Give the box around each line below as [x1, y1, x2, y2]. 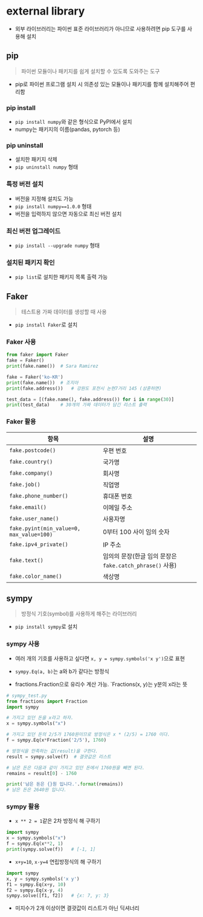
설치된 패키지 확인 [6, 258, 56, 266]
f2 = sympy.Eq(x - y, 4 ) [6, 887, 63, 893]
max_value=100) [9, 531, 53, 538]
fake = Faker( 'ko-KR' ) [6, 374, 63, 380]
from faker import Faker [6, 352, 69, 358]
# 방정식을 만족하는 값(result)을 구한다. [6, 748, 98, 754]
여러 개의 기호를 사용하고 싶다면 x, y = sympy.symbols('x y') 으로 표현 [14, 654, 185, 662]
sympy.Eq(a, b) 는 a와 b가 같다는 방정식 [14, 668, 110, 675]
